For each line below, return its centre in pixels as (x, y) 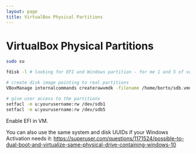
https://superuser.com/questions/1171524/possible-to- (119, 138)
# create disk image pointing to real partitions (68, 83)
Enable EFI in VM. (27, 121)
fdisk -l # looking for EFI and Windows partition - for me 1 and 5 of (95, 72)
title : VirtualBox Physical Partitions (55, 17)
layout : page (22, 11)
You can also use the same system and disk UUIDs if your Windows (87, 132)
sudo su (15, 61)
